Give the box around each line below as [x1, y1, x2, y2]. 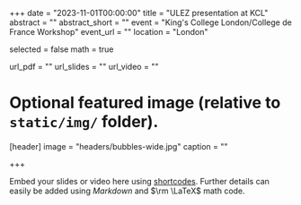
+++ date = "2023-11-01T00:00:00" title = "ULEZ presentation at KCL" [9, 8, 269, 18]
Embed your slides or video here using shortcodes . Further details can [9, 175, 270, 186]
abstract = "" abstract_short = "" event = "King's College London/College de [9, 17, 292, 28]
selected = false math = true [9, 44, 114, 55]
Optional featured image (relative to [9, 93, 281, 113]
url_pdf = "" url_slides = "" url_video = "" [9, 62, 159, 72]
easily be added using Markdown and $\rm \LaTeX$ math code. [9, 185, 245, 196]
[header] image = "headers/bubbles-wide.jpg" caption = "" [9, 141, 228, 151]
